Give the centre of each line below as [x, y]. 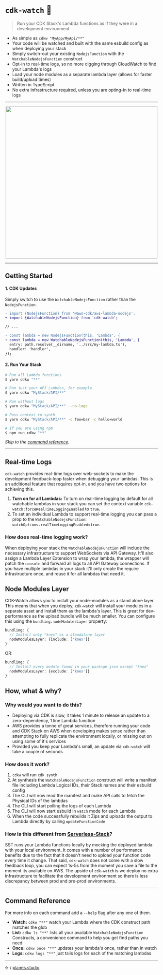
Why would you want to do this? [44, 705]
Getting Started [29, 276]
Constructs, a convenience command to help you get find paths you [80, 937]
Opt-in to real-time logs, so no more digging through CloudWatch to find [84, 64]
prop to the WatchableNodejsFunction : [49, 519]
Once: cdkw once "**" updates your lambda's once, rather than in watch [84, 948]
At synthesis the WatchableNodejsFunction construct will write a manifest [84, 780]
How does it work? [27, 765]
